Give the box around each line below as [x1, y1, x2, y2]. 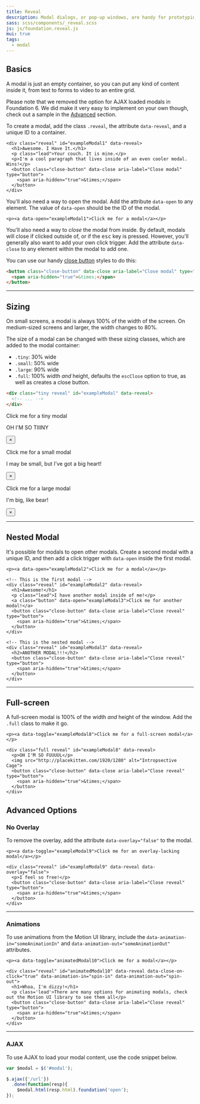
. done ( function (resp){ [11, 1081, 68, 1088]
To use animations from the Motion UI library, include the [6, 934, 146, 941]
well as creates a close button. [14, 379, 90, 386]
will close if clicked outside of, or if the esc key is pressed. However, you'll [6, 233, 189, 240]
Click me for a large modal [6, 485, 71, 492]
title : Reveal [6, 8, 42, 15]
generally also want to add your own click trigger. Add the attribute [6, 238, 170, 246]
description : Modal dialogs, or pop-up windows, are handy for [6, 14, 167, 20]
